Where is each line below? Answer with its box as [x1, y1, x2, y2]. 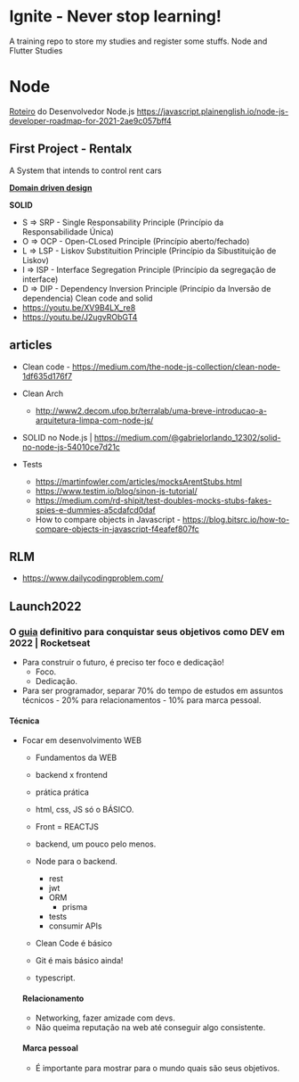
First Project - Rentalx [9, 141, 133, 157]
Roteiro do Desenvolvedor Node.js [9, 105, 135, 117]
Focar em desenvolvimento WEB [21, 735, 142, 746]
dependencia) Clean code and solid [21, 293, 153, 303]
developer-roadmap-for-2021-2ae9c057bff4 [9, 115, 172, 126]
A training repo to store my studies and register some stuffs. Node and [9, 36, 268, 46]
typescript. [35, 972, 76, 983]
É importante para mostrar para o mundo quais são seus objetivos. [35, 1062, 280, 1073]
